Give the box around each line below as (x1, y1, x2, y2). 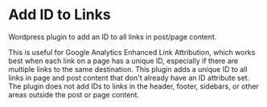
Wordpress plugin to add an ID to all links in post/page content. (8, 32, 217, 42)
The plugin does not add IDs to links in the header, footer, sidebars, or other (8, 81, 260, 91)
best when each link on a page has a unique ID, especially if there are (8, 56, 239, 65)
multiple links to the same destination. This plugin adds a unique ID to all (8, 64, 248, 73)
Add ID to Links (8, 6, 111, 24)
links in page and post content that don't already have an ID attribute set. (8, 73, 250, 82)
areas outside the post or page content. (8, 89, 139, 99)
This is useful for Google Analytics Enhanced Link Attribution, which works (8, 47, 256, 57)
